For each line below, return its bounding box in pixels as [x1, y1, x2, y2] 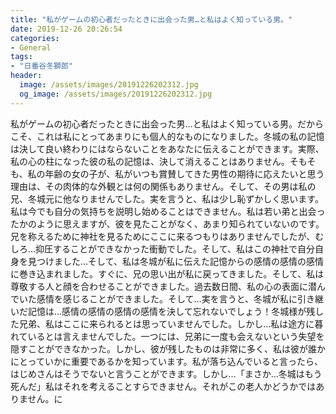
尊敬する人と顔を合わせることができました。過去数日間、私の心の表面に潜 [10, 280, 317, 292]
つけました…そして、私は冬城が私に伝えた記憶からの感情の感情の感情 [36, 255, 324, 267]
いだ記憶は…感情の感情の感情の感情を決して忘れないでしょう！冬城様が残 [10, 305, 316, 317]
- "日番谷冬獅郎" [10, 61, 74, 71]
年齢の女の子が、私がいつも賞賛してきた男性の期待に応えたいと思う [44, 167, 325, 180]
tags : [10, 52, 33, 62]
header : [10, 71, 43, 81]
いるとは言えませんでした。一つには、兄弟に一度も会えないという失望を [27, 330, 325, 342]
